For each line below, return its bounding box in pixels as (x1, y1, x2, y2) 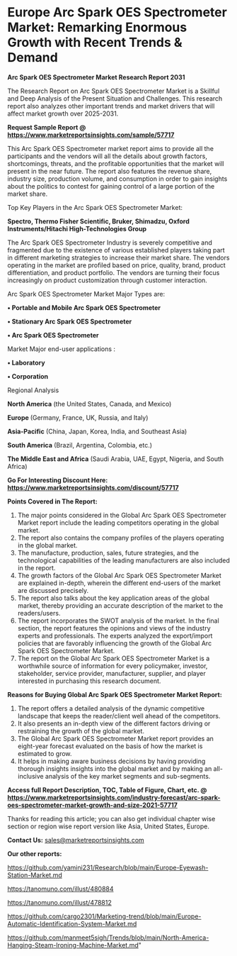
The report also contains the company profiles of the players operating (17, 533, 224, 542)
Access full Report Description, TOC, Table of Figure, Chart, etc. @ (7, 785, 207, 794)
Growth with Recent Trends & (7, 35, 183, 50)
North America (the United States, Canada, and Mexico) (7, 399, 172, 408)
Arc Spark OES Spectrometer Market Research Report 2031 (7, 72, 185, 82)
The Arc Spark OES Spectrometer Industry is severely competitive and (7, 238, 212, 247)
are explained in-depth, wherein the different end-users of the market (17, 579, 221, 587)
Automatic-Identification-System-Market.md (7, 919, 137, 928)
